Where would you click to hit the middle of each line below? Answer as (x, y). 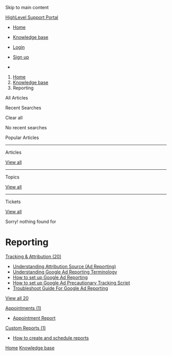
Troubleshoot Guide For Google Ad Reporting (60, 288)
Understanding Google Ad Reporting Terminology (65, 272)
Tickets (13, 202)
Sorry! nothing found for (31, 222)
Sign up (21, 57)
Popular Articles (22, 137)
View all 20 (17, 298)
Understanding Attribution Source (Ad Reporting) (64, 266)
